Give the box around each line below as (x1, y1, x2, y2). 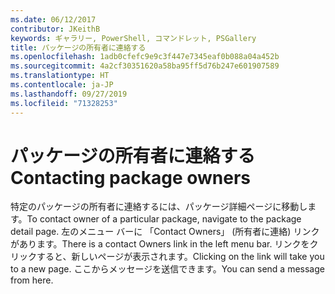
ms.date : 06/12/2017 (10, 14, 97, 25)
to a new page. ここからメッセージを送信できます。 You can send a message (10, 263, 325, 275)
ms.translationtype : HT (10, 71, 110, 81)
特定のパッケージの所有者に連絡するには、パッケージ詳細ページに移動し (10, 201, 308, 213)
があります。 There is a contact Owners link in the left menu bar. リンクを (10, 238, 310, 250)
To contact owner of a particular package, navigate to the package (26, 213, 302, 225)
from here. (10, 274, 54, 286)
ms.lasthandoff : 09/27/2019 (10, 89, 128, 99)
